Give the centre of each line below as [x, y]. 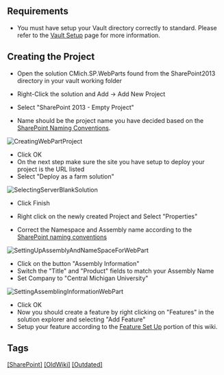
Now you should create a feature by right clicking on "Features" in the [115, 312]
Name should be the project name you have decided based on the [110, 120]
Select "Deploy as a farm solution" [65, 176]
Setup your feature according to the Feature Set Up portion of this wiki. [117, 326]
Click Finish [33, 203]
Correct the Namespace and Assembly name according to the [104, 229]
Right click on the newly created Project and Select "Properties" [107, 216]
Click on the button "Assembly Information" [78, 263]
